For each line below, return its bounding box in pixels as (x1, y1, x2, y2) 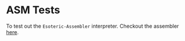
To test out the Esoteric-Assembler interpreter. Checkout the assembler (6, 23, 179, 29)
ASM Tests (6, 3, 61, 17)
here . (6, 28, 19, 35)
